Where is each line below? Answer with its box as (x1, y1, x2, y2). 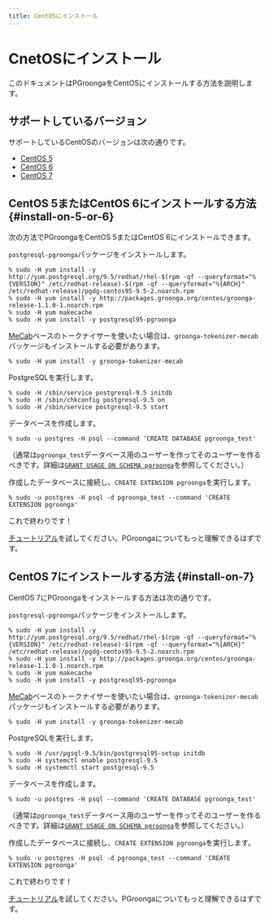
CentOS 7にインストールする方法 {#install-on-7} (8, 570, 254, 583)
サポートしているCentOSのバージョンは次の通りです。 (8, 137, 190, 147)
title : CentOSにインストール (8, 11, 99, 20)
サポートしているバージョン (8, 114, 147, 128)
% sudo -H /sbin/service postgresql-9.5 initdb (8, 389, 173, 397)
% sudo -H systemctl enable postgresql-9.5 (8, 757, 158, 765)
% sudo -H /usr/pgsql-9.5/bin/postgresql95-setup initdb (8, 749, 206, 757)
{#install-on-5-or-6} (8, 209, 115, 224)
